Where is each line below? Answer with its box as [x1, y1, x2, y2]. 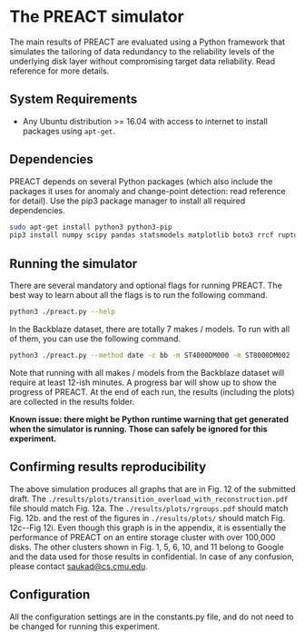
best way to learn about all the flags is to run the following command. [9, 290, 268, 301]
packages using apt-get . [22, 125, 116, 136]
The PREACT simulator [9, 6, 184, 27]
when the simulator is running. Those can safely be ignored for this [9, 423, 268, 434]
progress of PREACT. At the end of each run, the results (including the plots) [9, 386, 295, 397]
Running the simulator [9, 256, 138, 271]
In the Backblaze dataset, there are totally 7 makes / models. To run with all [9, 324, 290, 334]
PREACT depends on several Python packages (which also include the [9, 175, 273, 187]
